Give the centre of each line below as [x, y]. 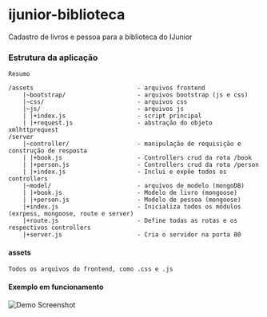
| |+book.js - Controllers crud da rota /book [137, 158]
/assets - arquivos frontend [107, 88]
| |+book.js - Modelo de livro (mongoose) [130, 193]
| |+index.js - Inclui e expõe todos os [125, 172]
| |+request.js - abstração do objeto [118, 123]
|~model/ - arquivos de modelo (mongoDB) [134, 186]
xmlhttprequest [34, 130]
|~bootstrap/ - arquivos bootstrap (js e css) [135, 95]
